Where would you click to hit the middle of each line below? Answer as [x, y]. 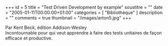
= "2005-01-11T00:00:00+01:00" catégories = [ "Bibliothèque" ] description [84, 12]
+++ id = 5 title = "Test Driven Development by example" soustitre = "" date [84, 7]
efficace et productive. [29, 38]
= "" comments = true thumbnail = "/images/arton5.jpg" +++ [68, 18]
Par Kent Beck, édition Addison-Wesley [46, 27]
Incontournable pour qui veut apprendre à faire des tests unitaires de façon [83, 33]
